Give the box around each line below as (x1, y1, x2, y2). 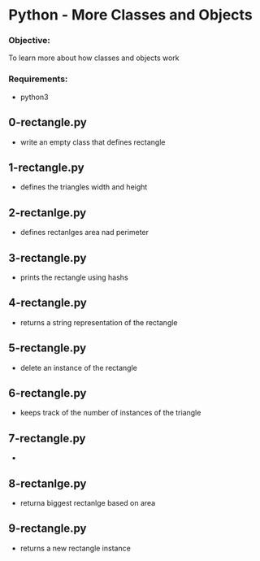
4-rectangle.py (8, 296, 87, 310)
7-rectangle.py (8, 431, 86, 445)
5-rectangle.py (8, 341, 87, 355)
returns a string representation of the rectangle (19, 317, 178, 327)
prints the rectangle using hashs (19, 272, 128, 282)
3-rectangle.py (8, 250, 87, 265)
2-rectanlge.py (8, 206, 87, 220)
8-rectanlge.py (8, 476, 87, 490)
